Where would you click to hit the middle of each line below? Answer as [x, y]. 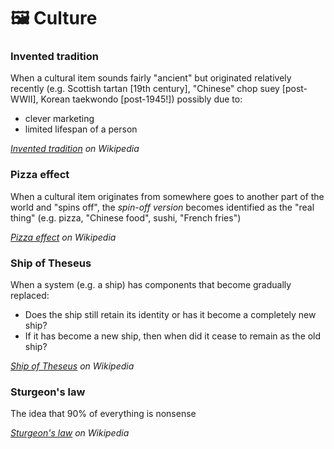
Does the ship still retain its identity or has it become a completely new [170, 315]
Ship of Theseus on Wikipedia [72, 366]
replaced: [30, 296]
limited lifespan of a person [81, 129]
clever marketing [59, 119]
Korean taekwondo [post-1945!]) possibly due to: [141, 99]
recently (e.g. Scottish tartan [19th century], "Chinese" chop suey [145, 89]
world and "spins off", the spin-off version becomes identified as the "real [162, 207]
